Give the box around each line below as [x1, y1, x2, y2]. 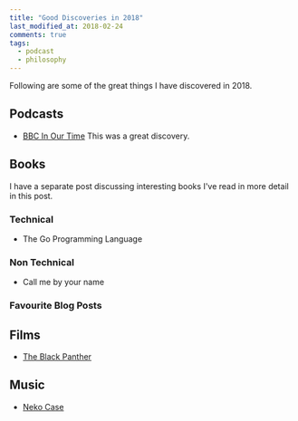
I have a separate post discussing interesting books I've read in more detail [9, 180, 290, 191]
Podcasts [9, 106, 64, 122]
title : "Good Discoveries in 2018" [9, 13, 144, 23]
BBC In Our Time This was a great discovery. [22, 130, 190, 141]
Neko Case [22, 401, 64, 412]
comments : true [9, 30, 67, 39]
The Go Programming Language [22, 233, 143, 244]
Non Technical [9, 255, 75, 268]
